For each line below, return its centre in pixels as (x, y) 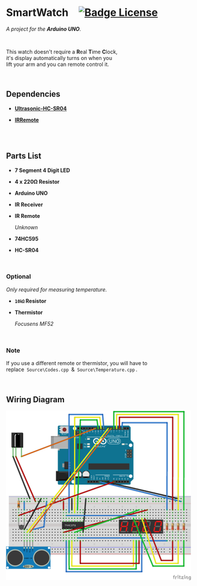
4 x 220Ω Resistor (37, 181)
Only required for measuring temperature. (57, 289)
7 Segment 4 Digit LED (42, 170)
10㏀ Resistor (30, 301)
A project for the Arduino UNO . (44, 29)
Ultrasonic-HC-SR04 (41, 108)
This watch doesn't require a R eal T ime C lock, (62, 52)
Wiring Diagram (35, 400)
